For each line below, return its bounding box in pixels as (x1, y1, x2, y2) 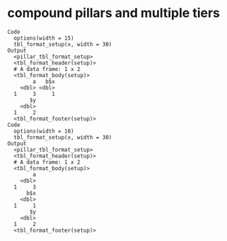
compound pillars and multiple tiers (7, 5, 221, 21)
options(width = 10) (13, 128, 74, 135)
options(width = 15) (13, 34, 74, 42)
